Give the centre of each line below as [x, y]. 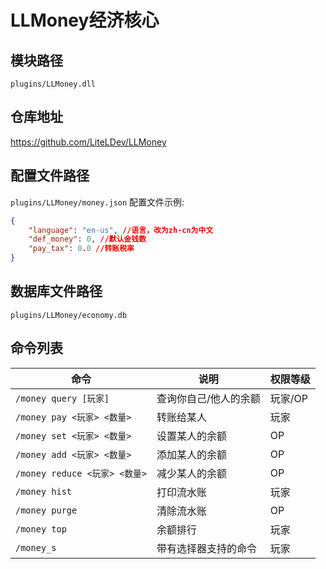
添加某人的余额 [191, 454]
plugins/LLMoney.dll [53, 84]
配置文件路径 [50, 176]
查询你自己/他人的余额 [208, 398]
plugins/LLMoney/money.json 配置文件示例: [97, 202]
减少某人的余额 [191, 473]
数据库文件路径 [56, 291]
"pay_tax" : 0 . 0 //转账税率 [81, 249]
